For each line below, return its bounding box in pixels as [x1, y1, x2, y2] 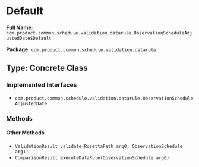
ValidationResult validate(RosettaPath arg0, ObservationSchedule [14, 143, 183, 149]
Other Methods [6, 129, 45, 136]
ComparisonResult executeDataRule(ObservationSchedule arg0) [14, 155, 170, 161]
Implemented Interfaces [6, 81, 77, 89]
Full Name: [6, 24, 33, 31]
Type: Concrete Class [6, 63, 88, 73]
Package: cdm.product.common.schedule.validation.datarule [6, 46, 156, 53]
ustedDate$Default [6, 35, 52, 41]
